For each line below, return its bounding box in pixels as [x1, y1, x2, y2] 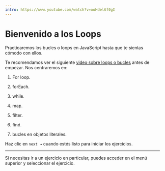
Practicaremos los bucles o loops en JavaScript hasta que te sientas [5, 45, 143, 51]
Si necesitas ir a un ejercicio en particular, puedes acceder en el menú [5, 155, 147, 161]
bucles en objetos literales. [12, 131, 67, 137]
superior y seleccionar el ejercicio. [5, 160, 75, 166]
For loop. [12, 74, 30, 80]
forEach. [12, 84, 30, 89]
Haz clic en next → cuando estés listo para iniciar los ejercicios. [5, 141, 133, 146]
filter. [12, 112, 23, 118]
